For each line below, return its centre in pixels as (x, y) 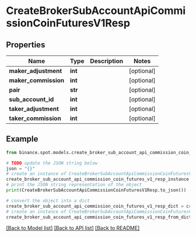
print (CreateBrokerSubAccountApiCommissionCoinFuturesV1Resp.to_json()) (96, 190)
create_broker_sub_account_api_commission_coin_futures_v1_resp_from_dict (99, 217)
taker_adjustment (34, 109)
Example (22, 139)
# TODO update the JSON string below (52, 163)
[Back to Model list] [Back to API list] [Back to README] (73, 228)
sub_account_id (32, 99)
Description (107, 61)
